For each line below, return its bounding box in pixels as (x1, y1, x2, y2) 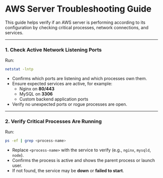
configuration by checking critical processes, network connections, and (5, 24, 149, 30)
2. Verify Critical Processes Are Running (5, 118, 102, 125)
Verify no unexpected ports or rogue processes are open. (12, 101, 128, 107)
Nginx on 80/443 (19, 86, 55, 92)
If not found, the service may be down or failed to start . (12, 168, 124, 174)
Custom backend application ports (19, 96, 89, 102)
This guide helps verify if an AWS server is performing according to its (5, 19, 146, 25)
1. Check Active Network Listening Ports (5, 46, 102, 53)
